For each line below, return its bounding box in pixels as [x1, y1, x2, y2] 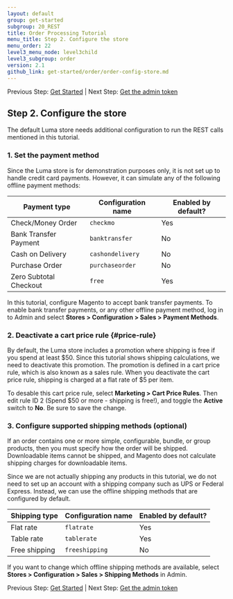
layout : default [7, 10, 54, 17]
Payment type [23, 202, 71, 212]
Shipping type [10, 511, 59, 521]
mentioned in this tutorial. [7, 133, 80, 142]
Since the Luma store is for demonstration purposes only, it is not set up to [7, 166, 221, 174]
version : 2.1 [7, 62, 45, 69]
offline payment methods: [7, 181, 81, 189]
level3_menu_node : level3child [7, 49, 98, 56]
